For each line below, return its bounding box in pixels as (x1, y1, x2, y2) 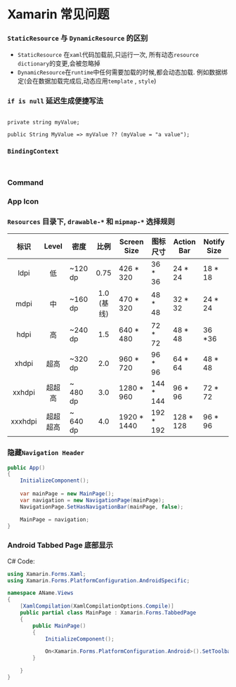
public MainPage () (32, 622, 86, 629)
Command (7, 178, 44, 187)
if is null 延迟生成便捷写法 (7, 96, 104, 106)
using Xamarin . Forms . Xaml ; (7, 570, 86, 577)
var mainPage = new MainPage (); (20, 490, 114, 497)
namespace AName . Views (7, 589, 74, 597)
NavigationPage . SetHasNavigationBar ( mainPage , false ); (20, 503, 184, 510)
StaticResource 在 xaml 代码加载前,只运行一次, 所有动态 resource (17, 51, 199, 59)
